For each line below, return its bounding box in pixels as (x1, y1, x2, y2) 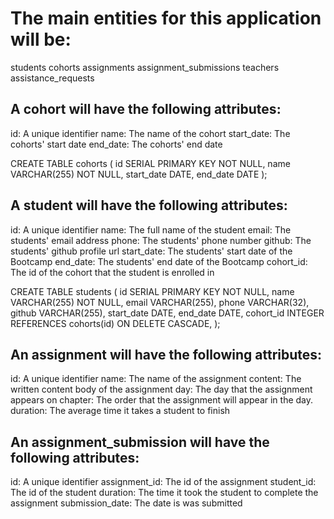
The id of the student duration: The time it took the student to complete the (10, 487, 319, 499)
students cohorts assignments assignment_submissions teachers (10, 61, 280, 73)
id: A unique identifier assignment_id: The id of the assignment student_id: (10, 476, 317, 488)
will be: (10, 28, 72, 51)
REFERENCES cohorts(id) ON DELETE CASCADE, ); (10, 317, 221, 329)
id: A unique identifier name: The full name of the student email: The (10, 223, 292, 236)
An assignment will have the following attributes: (10, 346, 323, 363)
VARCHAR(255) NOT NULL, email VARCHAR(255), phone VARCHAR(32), (10, 296, 310, 308)
